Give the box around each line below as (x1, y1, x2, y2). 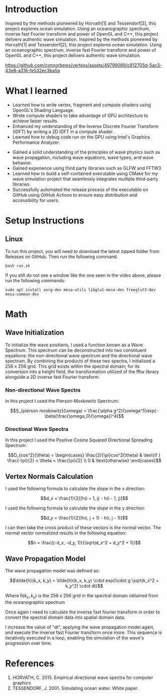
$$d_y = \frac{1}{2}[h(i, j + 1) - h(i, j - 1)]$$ (40, 515, 128, 521)
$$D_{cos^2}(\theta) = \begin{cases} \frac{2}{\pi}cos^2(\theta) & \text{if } (8, 452, 161, 458)
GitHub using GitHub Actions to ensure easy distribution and (12, 192, 137, 198)
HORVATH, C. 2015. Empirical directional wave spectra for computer (12, 674, 153, 680)
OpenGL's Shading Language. (12, 107, 74, 113)
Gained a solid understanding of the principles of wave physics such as (12, 149, 160, 155)
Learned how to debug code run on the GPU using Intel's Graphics (12, 134, 150, 140)
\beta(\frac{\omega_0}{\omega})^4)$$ (44, 413, 124, 419)
